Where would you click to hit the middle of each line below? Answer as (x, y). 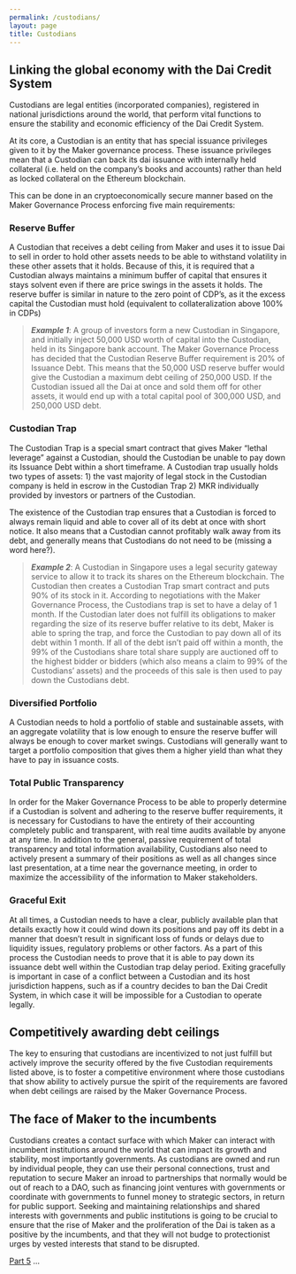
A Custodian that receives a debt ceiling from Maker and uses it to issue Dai (147, 247)
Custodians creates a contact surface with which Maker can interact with (142, 1140)
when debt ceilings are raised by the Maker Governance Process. (128, 1091)
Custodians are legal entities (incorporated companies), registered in (134, 105)
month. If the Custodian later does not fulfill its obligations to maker (153, 614)
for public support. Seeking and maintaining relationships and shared (135, 1207)
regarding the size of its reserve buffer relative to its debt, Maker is (152, 623)
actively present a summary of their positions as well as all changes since (143, 858)
